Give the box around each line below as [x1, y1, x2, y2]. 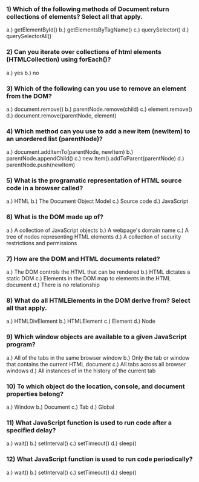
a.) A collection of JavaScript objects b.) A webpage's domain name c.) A [6, 226, 189, 234]
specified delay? [6, 426, 56, 434]
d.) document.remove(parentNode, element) [6, 111, 117, 119]
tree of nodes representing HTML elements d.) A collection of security [6, 233, 181, 240]
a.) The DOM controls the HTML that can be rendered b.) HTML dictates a [6, 268, 191, 276]
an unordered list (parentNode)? [6, 134, 103, 143]
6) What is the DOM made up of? [6, 213, 104, 221]
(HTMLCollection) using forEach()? [6, 55, 111, 64]
